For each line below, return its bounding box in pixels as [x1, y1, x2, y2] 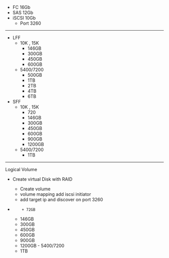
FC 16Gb [12, 5, 31, 10]
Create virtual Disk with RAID [12, 176, 73, 182]
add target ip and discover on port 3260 [20, 197, 103, 202]
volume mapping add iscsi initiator [20, 191, 92, 197]
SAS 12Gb [12, 10, 34, 16]
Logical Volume [5, 167, 38, 172]
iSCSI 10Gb [12, 15, 36, 21]
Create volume [20, 186, 51, 192]
